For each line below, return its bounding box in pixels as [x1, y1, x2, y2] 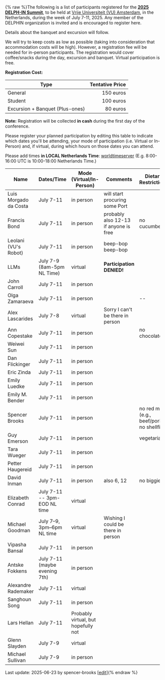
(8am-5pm [38, 263, 65, 270]
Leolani [7, 237, 25, 244]
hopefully [71, 622, 93, 629]
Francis [7, 217, 25, 224]
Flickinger [7, 361, 30, 367]
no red [139, 405, 155, 412]
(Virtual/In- [71, 176, 99, 183]
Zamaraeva [7, 298, 33, 305]
